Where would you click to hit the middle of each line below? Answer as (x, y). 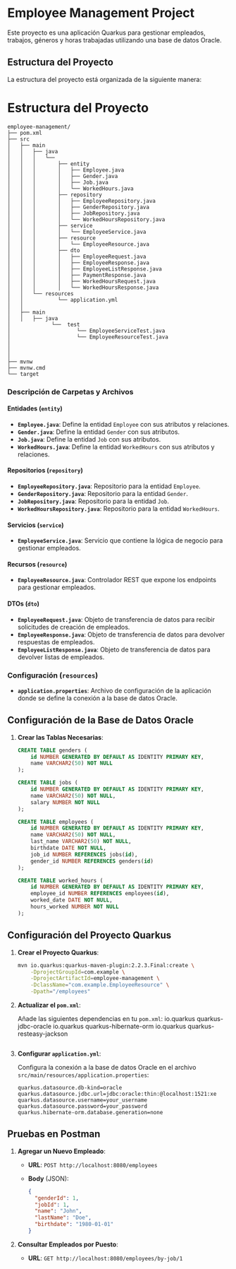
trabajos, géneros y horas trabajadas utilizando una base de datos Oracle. (114, 40)
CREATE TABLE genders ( (52, 750)
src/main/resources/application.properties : (83, 1075)
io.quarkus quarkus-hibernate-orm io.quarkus (119, 1027)
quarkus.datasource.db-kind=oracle (70, 1088)
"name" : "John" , (58, 1211)
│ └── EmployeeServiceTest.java (86, 331)
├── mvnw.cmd (26, 368)
